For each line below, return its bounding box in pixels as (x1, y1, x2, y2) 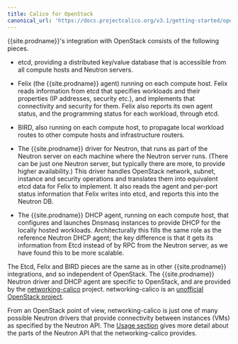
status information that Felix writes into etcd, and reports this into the (17, 189, 220, 198)
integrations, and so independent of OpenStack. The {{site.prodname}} (7, 270, 215, 278)
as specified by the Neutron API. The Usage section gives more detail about (7, 321, 229, 330)
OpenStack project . (7, 292, 64, 301)
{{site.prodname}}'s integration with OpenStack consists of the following (7, 36, 220, 45)
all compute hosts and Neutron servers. (17, 65, 133, 74)
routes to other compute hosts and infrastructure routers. (17, 131, 185, 139)
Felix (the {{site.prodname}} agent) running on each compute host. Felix (17, 79, 228, 87)
